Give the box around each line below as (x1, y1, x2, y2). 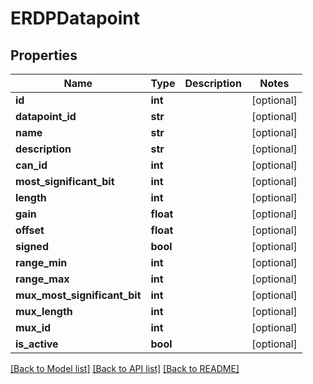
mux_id (15, 321, 52, 334)
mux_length (15, 305, 73, 318)
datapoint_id (15, 110, 77, 123)
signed (15, 240, 49, 253)
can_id (15, 158, 48, 172)
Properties (10, 47, 78, 64)
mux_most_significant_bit (15, 288, 142, 302)
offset (15, 223, 45, 237)
